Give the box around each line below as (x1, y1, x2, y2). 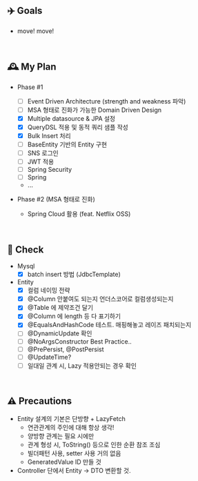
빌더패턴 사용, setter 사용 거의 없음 (27, 449, 121, 457)
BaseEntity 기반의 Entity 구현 (27, 140, 108, 148)
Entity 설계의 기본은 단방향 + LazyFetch (17, 414, 126, 422)
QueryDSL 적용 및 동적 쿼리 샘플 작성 (27, 123, 129, 131)
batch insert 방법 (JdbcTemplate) (27, 271, 121, 279)
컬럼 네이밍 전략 (27, 286, 70, 295)
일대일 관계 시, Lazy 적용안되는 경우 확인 (27, 361, 137, 370)
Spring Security (27, 166, 72, 174)
